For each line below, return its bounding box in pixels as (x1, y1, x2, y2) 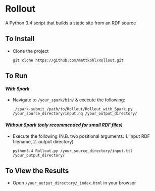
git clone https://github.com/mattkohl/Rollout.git (12, 58, 124, 63)
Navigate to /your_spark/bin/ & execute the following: (12, 97, 125, 103)
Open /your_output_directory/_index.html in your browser (12, 180, 136, 186)
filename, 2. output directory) (12, 138, 74, 144)
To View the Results (5, 166, 69, 175)
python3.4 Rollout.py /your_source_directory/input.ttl (12, 148, 133, 154)
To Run (5, 71, 28, 80)
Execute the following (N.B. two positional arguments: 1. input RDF (12, 133, 150, 139)
